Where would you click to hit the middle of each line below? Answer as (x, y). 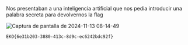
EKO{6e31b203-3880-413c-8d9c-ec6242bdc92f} (60, 37)
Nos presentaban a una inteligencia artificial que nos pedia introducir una (94, 8)
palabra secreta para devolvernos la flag (55, 15)
